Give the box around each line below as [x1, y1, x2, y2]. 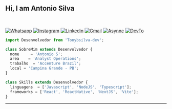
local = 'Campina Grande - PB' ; [10, 66, 79, 71]
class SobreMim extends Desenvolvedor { [5, 47, 93, 52]
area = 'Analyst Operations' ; [10, 56, 81, 61]
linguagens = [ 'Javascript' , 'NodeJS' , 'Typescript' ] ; [10, 84, 132, 90]
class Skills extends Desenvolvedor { [5, 79, 88, 85]
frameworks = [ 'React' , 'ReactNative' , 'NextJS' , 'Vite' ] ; [10, 89, 139, 94]
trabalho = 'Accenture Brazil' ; [10, 61, 81, 66]
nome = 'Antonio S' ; [10, 51, 63, 57]
